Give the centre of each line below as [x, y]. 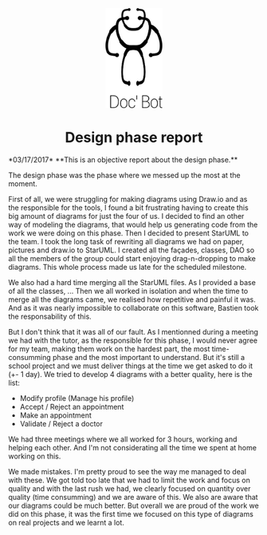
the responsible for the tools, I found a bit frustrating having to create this [128, 208]
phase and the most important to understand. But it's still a [149, 357]
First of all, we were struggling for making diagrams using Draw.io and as [128, 199]
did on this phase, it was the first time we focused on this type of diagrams [131, 513]
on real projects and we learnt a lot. [67, 522]
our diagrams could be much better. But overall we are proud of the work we [133, 505]
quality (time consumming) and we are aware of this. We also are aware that [133, 497]
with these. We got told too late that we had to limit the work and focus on [130, 480]
